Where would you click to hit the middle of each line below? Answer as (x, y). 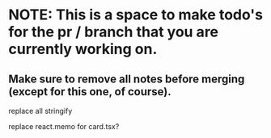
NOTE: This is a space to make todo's (136, 15)
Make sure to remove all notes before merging (127, 79)
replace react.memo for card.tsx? (64, 126)
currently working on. (83, 49)
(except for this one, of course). (90, 92)
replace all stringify (40, 111)
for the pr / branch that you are (114, 32)
